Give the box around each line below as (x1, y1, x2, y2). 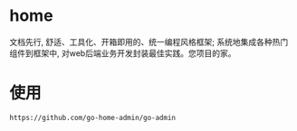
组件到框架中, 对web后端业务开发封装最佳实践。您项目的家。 (9, 47, 236, 59)
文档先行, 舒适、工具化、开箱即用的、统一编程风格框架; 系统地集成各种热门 (9, 36, 289, 47)
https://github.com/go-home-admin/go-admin (9, 113, 177, 122)
